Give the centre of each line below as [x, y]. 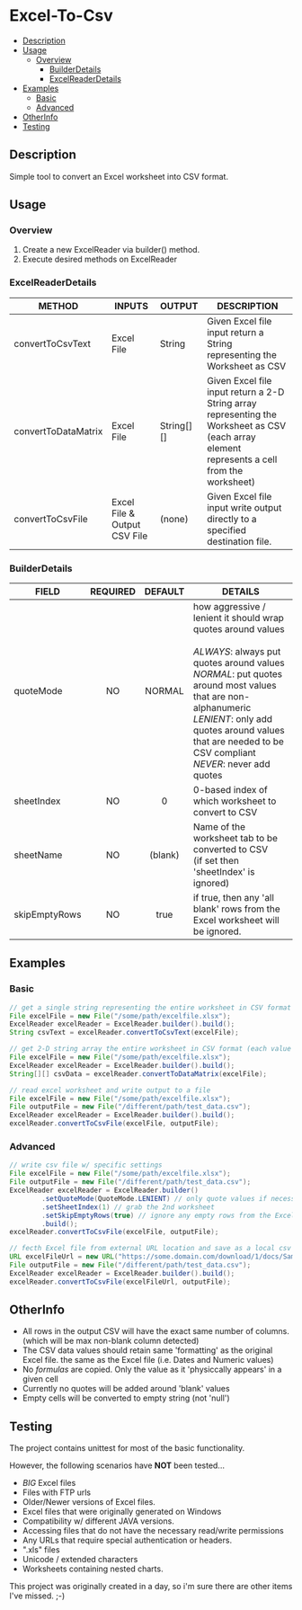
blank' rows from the [236, 909]
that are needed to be [239, 742]
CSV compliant [224, 753]
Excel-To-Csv [62, 16]
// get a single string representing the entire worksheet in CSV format [151, 1008]
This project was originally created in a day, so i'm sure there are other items [151, 1587]
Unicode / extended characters [80, 1560]
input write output [244, 507]
